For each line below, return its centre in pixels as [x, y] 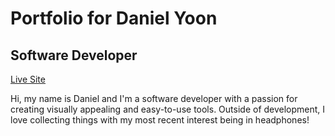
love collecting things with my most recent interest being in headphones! [160, 120]
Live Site [28, 79]
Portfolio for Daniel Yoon [114, 18]
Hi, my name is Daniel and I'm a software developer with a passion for [154, 98]
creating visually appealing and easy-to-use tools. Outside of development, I [168, 109]
